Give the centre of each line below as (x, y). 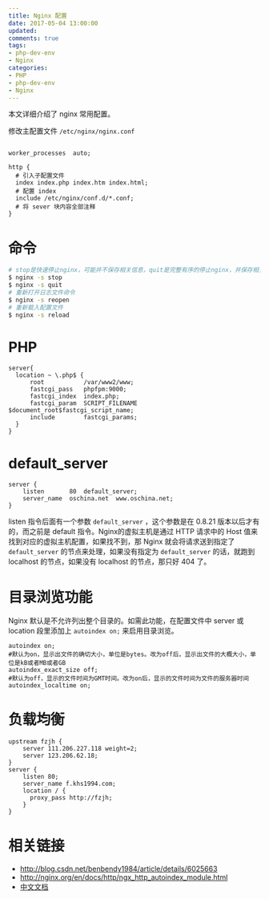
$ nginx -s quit (35, 285)
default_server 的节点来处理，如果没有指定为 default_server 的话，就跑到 (132, 552)
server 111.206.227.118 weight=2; (80, 749)
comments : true (34, 38)
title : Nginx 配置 (38, 16)
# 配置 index (36, 192)
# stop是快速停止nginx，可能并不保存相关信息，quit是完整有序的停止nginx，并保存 (131, 270)
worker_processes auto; (50, 153)
